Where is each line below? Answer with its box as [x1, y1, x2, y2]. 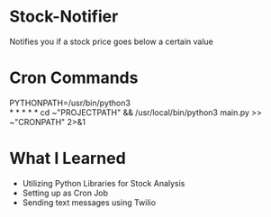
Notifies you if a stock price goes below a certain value [9, 36, 213, 47]
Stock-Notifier [9, 6, 119, 27]
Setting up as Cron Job [22, 187, 109, 198]
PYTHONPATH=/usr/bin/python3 [9, 97, 131, 108]
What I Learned [9, 149, 126, 168]
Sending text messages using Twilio [22, 196, 156, 208]
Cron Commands [9, 68, 139, 88]
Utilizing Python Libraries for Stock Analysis [22, 177, 185, 188]
